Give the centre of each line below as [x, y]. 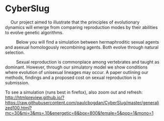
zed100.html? [18, 108]
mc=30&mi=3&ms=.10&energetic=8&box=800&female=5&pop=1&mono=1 [79, 113]
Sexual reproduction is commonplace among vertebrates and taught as [88, 62]
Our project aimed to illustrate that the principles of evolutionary [75, 22]
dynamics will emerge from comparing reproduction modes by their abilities [82, 27]
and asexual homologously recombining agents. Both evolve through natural [82, 47]
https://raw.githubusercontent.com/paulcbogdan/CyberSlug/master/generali [82, 102]
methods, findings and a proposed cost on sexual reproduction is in [73, 77]
